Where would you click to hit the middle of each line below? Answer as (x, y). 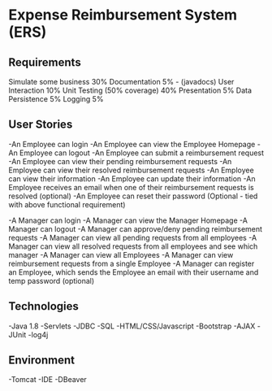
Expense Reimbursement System (123, 15)
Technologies (44, 306)
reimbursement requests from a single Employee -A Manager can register (132, 263)
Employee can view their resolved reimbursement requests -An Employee (131, 170)
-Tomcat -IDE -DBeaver (47, 380)
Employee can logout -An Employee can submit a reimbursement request (142, 153)
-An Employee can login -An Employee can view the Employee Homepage (132, 144)
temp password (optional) (52, 280)
